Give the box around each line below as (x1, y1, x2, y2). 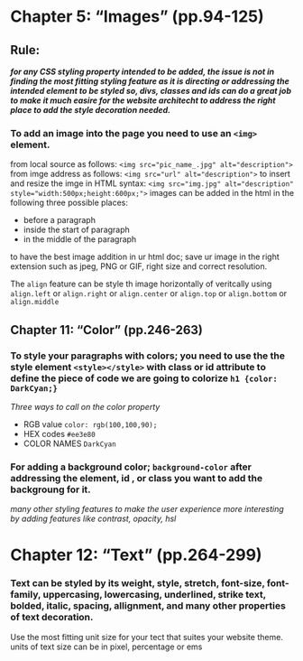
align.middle (10, 298, 60, 307)
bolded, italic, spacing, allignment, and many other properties (10, 600, 287, 612)
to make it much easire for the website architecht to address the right (10, 95, 276, 106)
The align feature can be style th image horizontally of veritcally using (10, 278, 272, 290)
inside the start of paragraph (23, 224, 130, 236)
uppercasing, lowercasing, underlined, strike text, (42, 589, 267, 601)
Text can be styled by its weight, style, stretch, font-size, (10, 577, 265, 590)
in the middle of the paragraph (23, 234, 137, 245)
